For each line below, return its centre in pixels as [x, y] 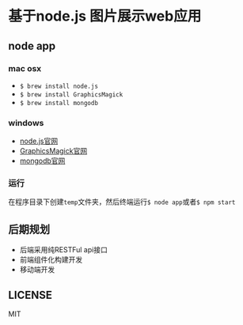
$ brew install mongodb [59, 103]
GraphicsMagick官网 [53, 151]
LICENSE [30, 295]
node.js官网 [39, 141]
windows [26, 123]
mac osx [25, 68]
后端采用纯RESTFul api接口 [64, 250]
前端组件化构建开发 [51, 260]
